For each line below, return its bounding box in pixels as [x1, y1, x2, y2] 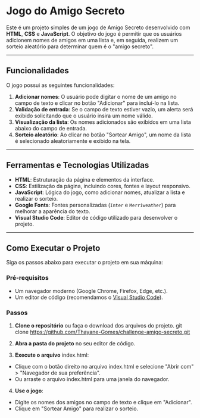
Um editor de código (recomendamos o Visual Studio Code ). [14, 294, 164, 301]
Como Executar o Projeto [6, 243, 101, 253]
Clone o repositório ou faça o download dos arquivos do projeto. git [14, 322, 183, 329]
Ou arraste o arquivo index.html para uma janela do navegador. [14, 375, 170, 382]
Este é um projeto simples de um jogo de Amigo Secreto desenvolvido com [6, 24, 190, 31]
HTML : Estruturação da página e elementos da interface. [14, 176, 155, 183]
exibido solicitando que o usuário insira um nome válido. [14, 112, 153, 119]
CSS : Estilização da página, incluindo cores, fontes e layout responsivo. [14, 182, 190, 189]
